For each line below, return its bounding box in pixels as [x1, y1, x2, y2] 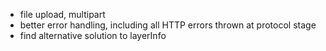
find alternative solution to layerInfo [19, 30, 167, 41]
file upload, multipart [19, 9, 106, 20]
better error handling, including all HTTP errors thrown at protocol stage [19, 19, 317, 31]
